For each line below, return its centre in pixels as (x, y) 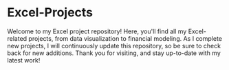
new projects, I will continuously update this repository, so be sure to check (114, 46)
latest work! (24, 60)
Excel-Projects (50, 13)
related (17, 38)
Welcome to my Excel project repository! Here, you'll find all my (97, 31)
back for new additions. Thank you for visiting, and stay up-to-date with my (114, 53)
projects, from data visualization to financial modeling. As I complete (125, 38)
